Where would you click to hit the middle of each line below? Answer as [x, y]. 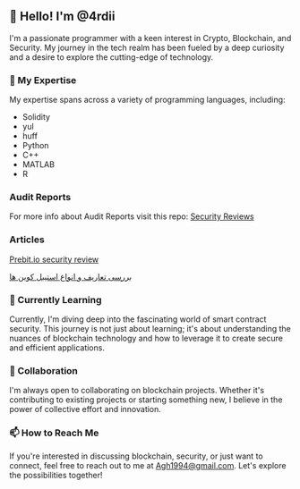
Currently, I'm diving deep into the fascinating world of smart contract [138, 319]
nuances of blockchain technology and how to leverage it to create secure [146, 338]
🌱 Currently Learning [56, 299]
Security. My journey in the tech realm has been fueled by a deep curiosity [147, 47]
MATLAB [39, 164]
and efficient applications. [57, 348]
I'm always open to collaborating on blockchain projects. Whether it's [137, 391]
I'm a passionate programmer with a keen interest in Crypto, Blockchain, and [150, 38]
